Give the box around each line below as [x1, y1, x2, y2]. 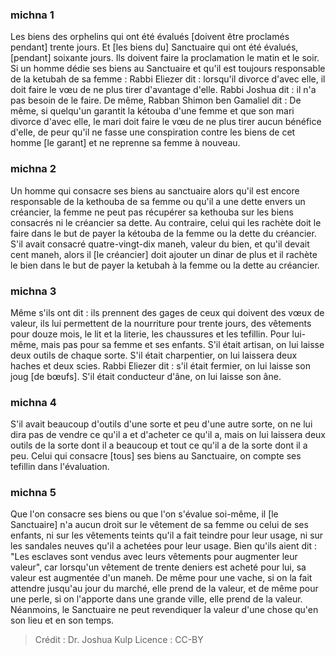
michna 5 [10, 486, 57, 500]
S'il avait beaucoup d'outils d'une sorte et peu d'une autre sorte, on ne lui [10, 418, 313, 430]
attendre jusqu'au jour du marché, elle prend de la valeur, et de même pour [10, 583, 319, 595]
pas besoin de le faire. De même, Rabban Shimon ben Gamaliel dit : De [10, 94, 302, 107]
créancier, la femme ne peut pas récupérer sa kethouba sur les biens [10, 206, 294, 218]
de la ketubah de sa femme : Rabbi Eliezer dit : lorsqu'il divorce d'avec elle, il [10, 73, 326, 85]
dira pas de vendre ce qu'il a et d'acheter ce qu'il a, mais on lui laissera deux [10, 429, 327, 441]
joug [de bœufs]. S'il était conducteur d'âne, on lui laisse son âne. [10, 370, 282, 382]
